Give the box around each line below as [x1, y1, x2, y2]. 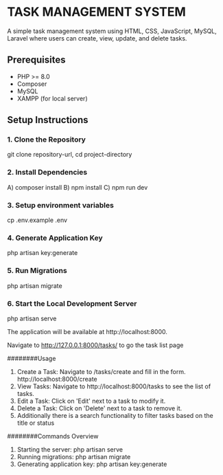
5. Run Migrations [7, 266, 67, 276]
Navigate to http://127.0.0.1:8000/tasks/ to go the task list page [7, 341, 184, 349]
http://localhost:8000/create [16, 375, 97, 383]
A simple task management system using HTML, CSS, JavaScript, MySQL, [7, 27, 218, 35]
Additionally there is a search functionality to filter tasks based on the [16, 411, 214, 419]
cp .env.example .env [7, 216, 67, 224]
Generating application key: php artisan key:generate [16, 460, 167, 468]
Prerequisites [7, 54, 66, 66]
